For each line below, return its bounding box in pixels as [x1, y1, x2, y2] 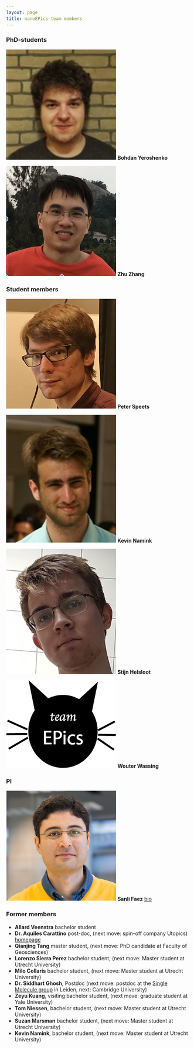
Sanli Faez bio [117, 896, 152, 903]
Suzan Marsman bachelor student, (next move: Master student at [14, 1017, 173, 1024]
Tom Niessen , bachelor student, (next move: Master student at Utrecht [14, 1004, 186, 1011]
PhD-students [6, 36, 47, 44]
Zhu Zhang [117, 270, 145, 277]
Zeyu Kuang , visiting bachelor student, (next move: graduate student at [14, 992, 188, 999]
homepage [14, 936, 41, 943]
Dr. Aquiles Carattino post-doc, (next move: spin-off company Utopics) [14, 930, 188, 937]
